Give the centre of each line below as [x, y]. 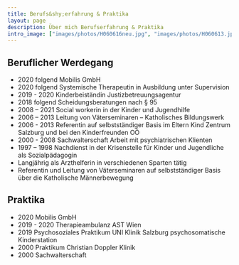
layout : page [27, 21]
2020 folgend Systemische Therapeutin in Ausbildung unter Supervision [123, 87]
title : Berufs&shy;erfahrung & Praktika [68, 14]
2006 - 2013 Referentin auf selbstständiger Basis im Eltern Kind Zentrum [124, 125]
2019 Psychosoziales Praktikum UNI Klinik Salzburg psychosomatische [121, 232]
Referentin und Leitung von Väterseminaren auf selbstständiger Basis [119, 171]
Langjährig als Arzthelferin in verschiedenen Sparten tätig [102, 163]
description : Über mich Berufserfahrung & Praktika [85, 27]
